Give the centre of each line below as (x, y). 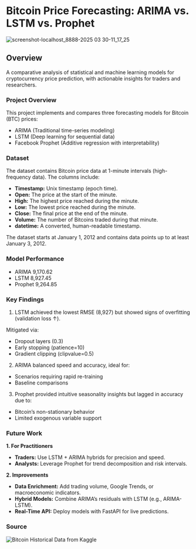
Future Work (24, 433)
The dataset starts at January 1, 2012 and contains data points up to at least (98, 237)
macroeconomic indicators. (48, 493)
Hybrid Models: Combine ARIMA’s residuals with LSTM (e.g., (88, 499)
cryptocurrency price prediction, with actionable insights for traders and (93, 78)
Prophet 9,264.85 (36, 284)
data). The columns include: (66, 177)
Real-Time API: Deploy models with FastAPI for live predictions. (92, 511)
